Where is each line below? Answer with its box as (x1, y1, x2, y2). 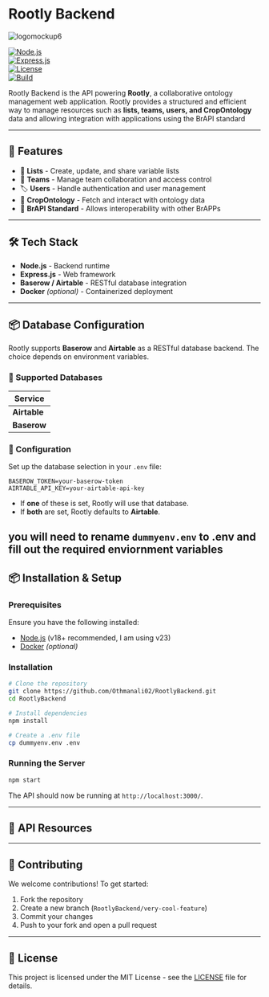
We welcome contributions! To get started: (8, 879, 149, 889)
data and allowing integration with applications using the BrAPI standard (8, 113, 246, 123)
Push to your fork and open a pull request (19, 921, 158, 930)
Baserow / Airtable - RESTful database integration (19, 278, 187, 288)
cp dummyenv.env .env (8, 738, 81, 747)
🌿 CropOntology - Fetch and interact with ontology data (19, 194, 206, 205)
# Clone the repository (8, 680, 88, 688)
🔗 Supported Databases (8, 372, 102, 383)
